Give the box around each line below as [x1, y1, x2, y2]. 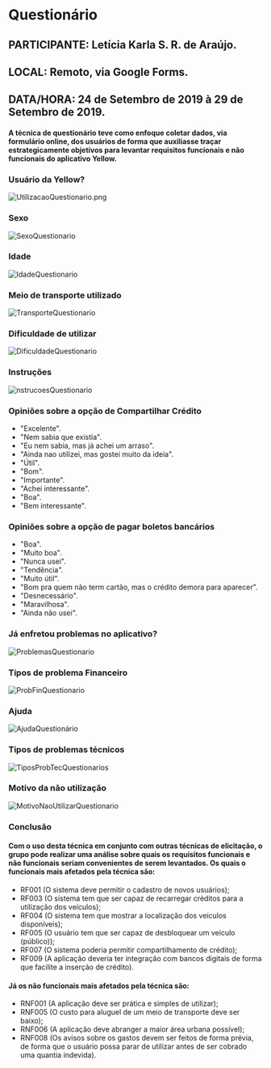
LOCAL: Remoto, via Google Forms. [8, 65, 189, 78]
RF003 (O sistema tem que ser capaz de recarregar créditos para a [19, 893, 244, 903]
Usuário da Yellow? [8, 174, 85, 185]
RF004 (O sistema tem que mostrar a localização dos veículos [19, 910, 227, 920]
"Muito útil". [19, 574, 60, 584]
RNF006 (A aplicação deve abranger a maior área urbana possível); [19, 1024, 245, 1034]
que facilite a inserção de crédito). [19, 962, 135, 972]
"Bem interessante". [19, 501, 87, 511]
